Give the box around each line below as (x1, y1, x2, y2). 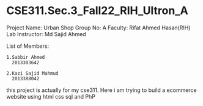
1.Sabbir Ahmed (6, 54, 45, 60)
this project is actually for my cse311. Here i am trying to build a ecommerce (6, 86, 197, 94)
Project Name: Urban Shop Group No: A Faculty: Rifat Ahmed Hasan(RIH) (6, 24, 191, 31)
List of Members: (6, 42, 50, 50)
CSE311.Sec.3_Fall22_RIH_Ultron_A (6, 4, 188, 18)
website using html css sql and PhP (6, 93, 96, 100)
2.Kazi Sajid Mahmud (6, 70, 59, 77)
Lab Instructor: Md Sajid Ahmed (6, 30, 87, 37)
